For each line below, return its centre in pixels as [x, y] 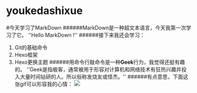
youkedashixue [45, 11]
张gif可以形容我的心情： [44, 84]
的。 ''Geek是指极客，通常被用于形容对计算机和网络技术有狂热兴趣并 [98, 69]
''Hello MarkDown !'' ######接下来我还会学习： [86, 35]
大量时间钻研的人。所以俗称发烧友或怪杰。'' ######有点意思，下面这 [104, 77]
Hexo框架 [26, 54]
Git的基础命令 [31, 47]
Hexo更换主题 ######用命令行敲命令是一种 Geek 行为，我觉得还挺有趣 [100, 62]
